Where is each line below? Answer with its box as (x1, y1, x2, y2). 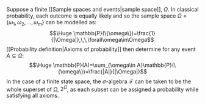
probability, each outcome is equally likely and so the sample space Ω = (6, 12, 187, 19)
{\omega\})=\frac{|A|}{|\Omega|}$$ (57, 67, 148, 75)
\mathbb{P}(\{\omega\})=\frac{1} (73, 29, 156, 36)
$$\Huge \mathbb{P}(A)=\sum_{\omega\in (29, 61, 136, 69)
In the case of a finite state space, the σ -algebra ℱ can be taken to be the (6, 78, 191, 85)
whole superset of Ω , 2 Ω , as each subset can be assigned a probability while (6, 84, 199, 93)
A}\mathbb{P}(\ (137, 61, 176, 69)
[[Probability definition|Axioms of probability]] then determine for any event (6, 46, 196, 53)
